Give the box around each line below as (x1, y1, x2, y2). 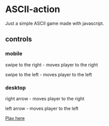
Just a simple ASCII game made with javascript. (5, 20, 104, 26)
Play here (5, 115, 25, 121)
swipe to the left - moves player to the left (5, 71, 92, 77)
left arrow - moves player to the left (5, 105, 79, 111)
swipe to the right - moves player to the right (5, 62, 98, 68)
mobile (5, 50, 23, 57)
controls (5, 35, 32, 44)
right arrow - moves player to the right (5, 95, 85, 102)
